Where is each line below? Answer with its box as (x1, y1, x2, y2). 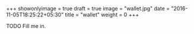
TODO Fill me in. (6, 23, 46, 29)
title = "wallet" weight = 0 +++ (65, 11, 139, 18)
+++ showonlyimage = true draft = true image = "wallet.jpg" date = (6, 5, 170, 12)
